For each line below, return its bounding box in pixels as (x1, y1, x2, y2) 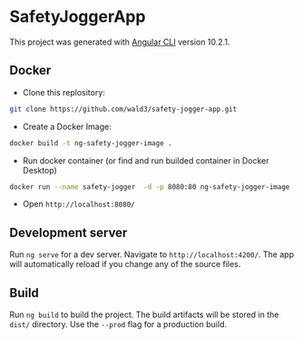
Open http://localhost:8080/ (22, 198, 135, 210)
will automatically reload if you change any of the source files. (9, 259, 241, 270)
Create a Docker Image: (22, 121, 112, 132)
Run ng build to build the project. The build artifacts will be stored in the (9, 309, 279, 320)
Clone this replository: (22, 86, 106, 97)
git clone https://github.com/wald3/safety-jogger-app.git (9, 105, 238, 114)
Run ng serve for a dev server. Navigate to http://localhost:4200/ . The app (9, 249, 295, 260)
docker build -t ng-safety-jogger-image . (9, 138, 172, 147)
